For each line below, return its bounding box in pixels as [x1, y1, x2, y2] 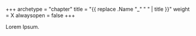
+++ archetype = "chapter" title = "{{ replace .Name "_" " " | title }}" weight [5, 6, 190, 12]
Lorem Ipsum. [5, 24, 40, 30]
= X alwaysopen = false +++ [5, 12, 76, 19]
